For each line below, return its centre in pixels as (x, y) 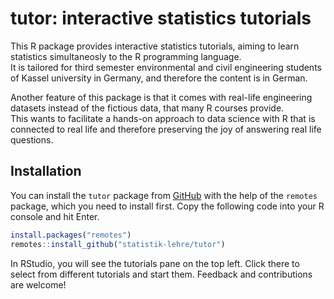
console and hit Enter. (55, 216)
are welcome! (38, 284)
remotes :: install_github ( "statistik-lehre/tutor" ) (118, 244)
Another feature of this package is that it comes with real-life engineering (161, 97)
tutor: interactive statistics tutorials (161, 18)
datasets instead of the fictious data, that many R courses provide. (147, 108)
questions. (32, 139)
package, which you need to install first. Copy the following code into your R (167, 206)
